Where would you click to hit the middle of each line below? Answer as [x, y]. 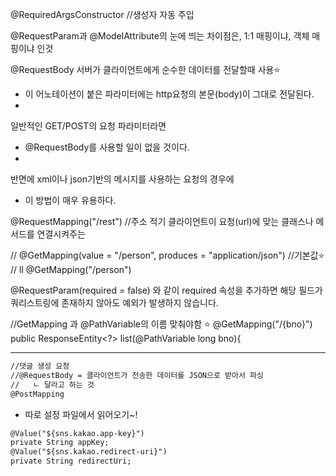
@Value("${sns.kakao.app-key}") [77, 433]
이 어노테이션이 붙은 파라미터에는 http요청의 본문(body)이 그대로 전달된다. [169, 94]
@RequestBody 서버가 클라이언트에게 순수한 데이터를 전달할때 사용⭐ [145, 69]
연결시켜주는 [61, 234]
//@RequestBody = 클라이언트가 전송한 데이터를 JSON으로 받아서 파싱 [137, 375]
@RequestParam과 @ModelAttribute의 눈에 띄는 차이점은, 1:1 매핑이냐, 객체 [160, 36]
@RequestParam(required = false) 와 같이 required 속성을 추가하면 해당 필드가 [166, 290]
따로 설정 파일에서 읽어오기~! [81, 414]
